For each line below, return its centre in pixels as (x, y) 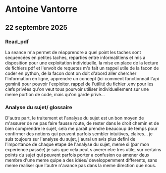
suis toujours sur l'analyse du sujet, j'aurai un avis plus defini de (70, 139)
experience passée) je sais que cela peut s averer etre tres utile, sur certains (83, 150)
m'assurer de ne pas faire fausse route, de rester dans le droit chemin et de (82, 123)
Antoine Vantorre (41, 9)
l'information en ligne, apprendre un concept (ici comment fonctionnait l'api (82, 78)
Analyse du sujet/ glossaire (39, 107)
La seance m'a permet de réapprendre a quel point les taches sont (73, 52)
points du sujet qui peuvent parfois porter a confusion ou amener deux (77, 155)
